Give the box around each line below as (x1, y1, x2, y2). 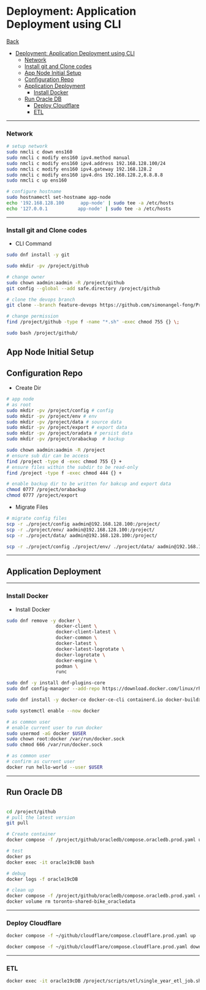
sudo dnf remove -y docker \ (6, 617, 81, 624)
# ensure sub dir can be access (6, 452, 89, 458)
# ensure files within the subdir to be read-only (6, 464, 139, 470)
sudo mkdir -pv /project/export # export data (6, 425, 128, 431)
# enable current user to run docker (6, 724, 103, 731)
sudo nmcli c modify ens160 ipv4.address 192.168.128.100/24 (6, 160, 166, 166)
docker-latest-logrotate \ (55, 646, 124, 652)
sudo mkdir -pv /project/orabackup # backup (6, 436, 124, 443)
